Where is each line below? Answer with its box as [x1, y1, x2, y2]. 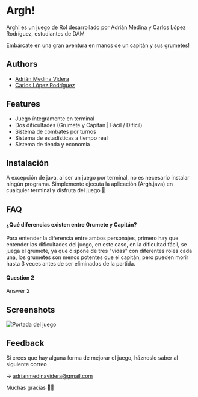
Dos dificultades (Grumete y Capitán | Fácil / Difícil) [14, 121, 143, 128]
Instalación [6, 158, 49, 168]
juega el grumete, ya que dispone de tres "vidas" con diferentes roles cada [6, 247, 193, 254]
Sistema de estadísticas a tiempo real [14, 134, 108, 142]
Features [6, 99, 40, 109]
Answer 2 [6, 287, 30, 295]
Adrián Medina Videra [14, 75, 69, 82]
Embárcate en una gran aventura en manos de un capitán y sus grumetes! [6, 42, 190, 49]
